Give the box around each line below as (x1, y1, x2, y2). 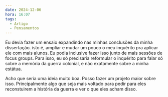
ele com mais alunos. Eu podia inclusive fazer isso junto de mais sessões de (5, 50, 163, 56)
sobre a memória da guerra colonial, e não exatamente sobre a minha (5, 61, 149, 67)
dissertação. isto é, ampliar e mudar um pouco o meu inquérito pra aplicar (5, 45, 158, 51)
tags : (5, 16, 17, 21)
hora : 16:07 (5, 12, 30, 17)
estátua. (5, 66, 22, 72)
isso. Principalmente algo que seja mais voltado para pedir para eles (5, 81, 146, 87)
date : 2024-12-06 (5, 7, 42, 12)
